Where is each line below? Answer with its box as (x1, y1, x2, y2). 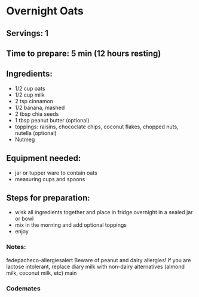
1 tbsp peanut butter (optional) (14, 116, 90, 124)
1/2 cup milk (14, 91, 45, 98)
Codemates (6, 284, 41, 292)
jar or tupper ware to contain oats (14, 169, 97, 176)
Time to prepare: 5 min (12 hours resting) (6, 48, 161, 58)
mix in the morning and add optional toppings (14, 221, 127, 229)
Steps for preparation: (6, 193, 91, 203)
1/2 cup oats (14, 85, 46, 92)
